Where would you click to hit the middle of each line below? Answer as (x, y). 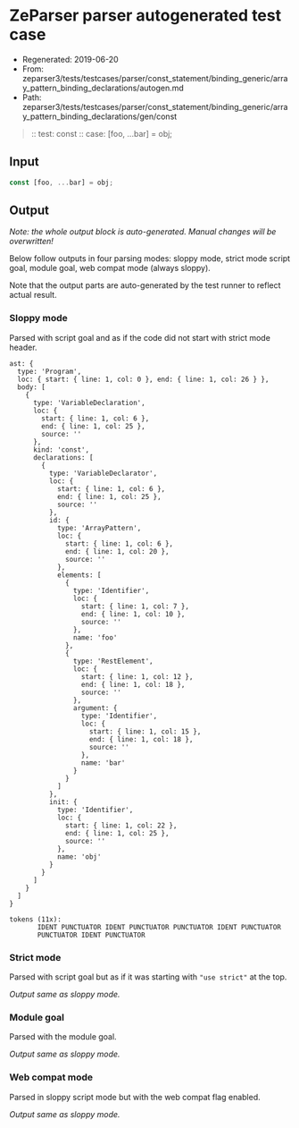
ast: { (21, 363)
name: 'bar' (103, 763)
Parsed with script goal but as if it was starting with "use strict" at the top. (148, 977)
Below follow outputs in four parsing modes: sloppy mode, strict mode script (150, 259)
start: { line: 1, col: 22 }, (121, 825)
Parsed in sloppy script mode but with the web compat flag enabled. (135, 1097)
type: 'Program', (50, 371)
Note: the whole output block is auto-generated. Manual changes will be (143, 232)
